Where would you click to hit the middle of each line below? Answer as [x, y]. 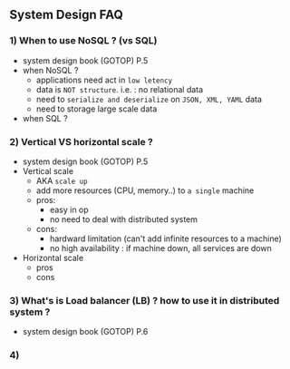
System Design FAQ [67, 15]
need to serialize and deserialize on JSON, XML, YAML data [149, 99]
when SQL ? [45, 118]
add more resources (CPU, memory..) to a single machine [145, 190]
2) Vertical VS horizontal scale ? [82, 141]
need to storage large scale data [97, 109]
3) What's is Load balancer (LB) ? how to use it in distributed [145, 300]
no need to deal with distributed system [123, 219]
